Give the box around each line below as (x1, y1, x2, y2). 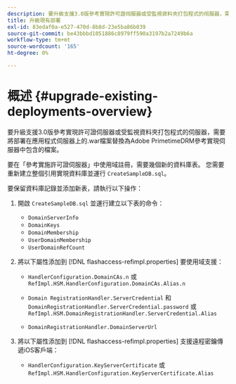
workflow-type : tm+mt (7, 37, 71, 44)
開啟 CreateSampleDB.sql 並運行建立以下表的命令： (17, 198, 164, 207)
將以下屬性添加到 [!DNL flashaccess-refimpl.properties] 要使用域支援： (17, 257, 223, 266)
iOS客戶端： (23, 345, 59, 354)
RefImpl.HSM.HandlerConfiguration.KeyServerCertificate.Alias (27, 370, 214, 377)
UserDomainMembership (27, 236, 91, 243)
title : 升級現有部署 (7, 17, 61, 24)
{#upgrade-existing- (34, 89, 159, 104)
